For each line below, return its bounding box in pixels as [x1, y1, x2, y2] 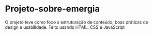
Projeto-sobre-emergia [5, 3, 100, 14]
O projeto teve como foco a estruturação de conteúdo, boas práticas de [5, 19, 149, 25]
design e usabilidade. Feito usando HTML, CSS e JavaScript [5, 24, 125, 30]
